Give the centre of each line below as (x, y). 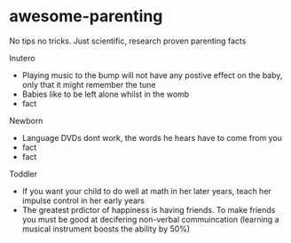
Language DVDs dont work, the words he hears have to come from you (152, 137)
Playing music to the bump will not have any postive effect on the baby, (152, 75)
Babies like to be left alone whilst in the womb (106, 94)
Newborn (26, 121)
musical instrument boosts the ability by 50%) (106, 229)
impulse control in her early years (83, 200)
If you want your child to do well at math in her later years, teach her (147, 191)
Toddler (24, 174)
